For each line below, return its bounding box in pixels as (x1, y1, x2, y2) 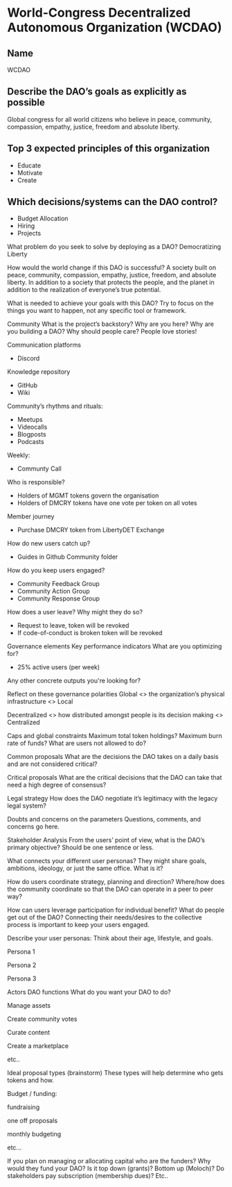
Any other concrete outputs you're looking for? (7, 676, 141, 685)
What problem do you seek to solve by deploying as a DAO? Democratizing (7, 243, 222, 251)
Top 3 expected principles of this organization (7, 142, 210, 154)
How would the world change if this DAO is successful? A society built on (7, 263, 217, 272)
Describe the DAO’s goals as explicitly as (7, 85, 187, 98)
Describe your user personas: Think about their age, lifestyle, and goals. (7, 934, 213, 942)
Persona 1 (7, 947, 35, 956)
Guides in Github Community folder (17, 552, 118, 561)
